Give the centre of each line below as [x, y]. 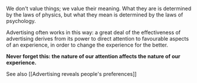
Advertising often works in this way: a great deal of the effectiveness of [93, 32]
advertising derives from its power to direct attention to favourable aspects [98, 39]
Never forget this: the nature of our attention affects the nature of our [93, 56]
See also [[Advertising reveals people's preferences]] [72, 74]
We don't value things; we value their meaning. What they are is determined [99, 9]
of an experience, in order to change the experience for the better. [87, 45]
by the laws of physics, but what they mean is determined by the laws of [95, 15]
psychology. [21, 21]
